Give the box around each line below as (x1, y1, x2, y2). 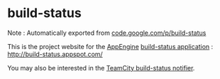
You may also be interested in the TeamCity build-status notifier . (7, 63, 195, 72)
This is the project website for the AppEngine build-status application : (7, 42, 214, 51)
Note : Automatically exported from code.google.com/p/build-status (7, 28, 207, 37)
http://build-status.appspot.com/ (7, 50, 103, 58)
